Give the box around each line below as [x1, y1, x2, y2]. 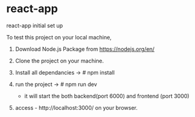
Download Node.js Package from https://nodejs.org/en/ [15, 45, 155, 53]
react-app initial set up [6, 22, 63, 29]
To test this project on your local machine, [6, 33, 112, 41]
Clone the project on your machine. [15, 57, 104, 64]
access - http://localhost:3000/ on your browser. [15, 104, 138, 111]
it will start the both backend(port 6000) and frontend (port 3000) [24, 92, 190, 99]
